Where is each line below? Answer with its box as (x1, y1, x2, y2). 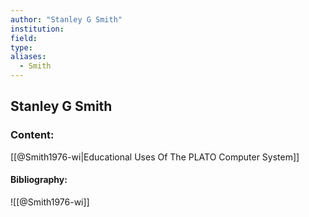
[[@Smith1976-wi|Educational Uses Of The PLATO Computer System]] (10, 151, 300, 163)
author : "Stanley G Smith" (10, 14, 123, 25)
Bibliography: (10, 174, 68, 186)
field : (10, 33, 38, 43)
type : (10, 42, 33, 53)
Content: (10, 128, 55, 142)
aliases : (10, 52, 47, 62)
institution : (10, 24, 65, 34)
